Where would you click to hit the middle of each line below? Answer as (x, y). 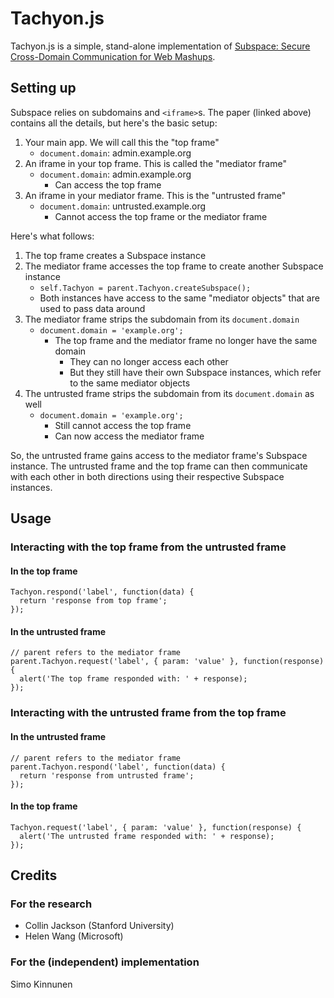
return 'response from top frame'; (93, 601)
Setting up (43, 88)
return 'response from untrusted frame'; (107, 775)
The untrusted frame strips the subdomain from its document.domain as (169, 393)
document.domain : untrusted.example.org (123, 206)
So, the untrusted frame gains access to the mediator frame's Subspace (159, 455)
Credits (34, 875)
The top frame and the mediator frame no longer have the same (186, 340)
